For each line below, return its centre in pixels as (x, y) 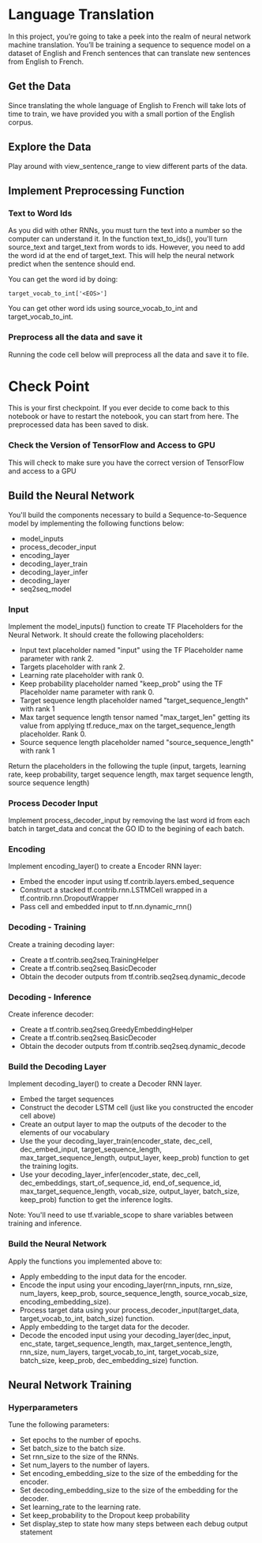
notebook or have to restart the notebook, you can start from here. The (124, 417)
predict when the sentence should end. (72, 264)
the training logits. (49, 1167)
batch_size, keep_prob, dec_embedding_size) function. (109, 1360)
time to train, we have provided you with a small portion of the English (122, 114)
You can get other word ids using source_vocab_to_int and (103, 309)
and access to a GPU (42, 470)
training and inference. (45, 1223)
